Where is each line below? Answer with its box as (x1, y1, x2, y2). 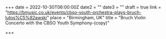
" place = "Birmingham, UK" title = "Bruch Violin (47, 15, 146, 20)
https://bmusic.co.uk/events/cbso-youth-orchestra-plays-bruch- (7, 9, 142, 15)
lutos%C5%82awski (5, 15, 47, 20)
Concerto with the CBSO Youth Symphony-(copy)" (5, 20, 110, 26)
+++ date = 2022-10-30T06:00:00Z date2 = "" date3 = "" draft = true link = (5, 4, 161, 10)
